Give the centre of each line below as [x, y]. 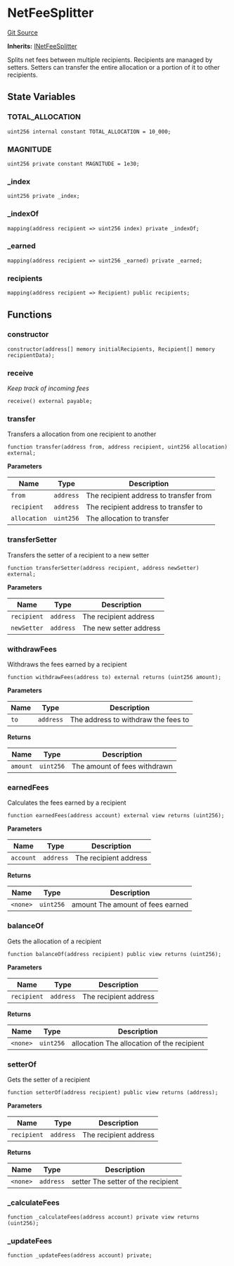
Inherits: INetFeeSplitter [42, 46]
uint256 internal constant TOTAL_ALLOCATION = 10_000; [89, 132]
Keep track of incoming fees [48, 388]
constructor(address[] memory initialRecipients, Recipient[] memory [111, 349]
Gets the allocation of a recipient [54, 941]
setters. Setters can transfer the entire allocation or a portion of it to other [113, 67]
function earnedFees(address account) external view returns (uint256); [116, 816]
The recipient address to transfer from [149, 496]
